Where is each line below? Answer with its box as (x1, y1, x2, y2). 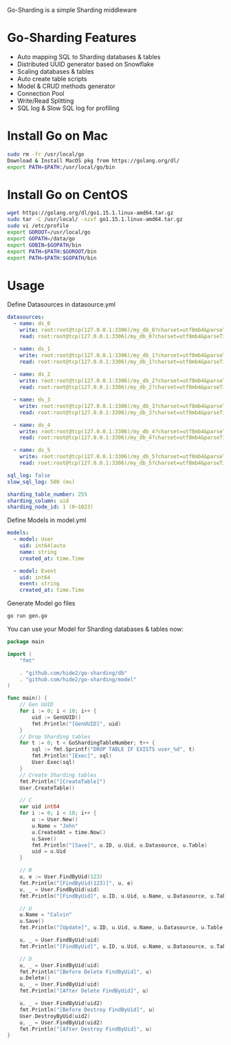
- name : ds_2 (13, 371, 51, 378)
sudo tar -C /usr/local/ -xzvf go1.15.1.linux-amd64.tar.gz (7, 216, 184, 223)
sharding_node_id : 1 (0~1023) (7, 504, 94, 510)
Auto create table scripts (16, 74, 87, 83)
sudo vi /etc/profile (7, 223, 69, 229)
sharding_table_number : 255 (7, 490, 88, 498)
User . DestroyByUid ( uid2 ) (19, 1013, 91, 1020)
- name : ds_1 (13, 345, 51, 352)
